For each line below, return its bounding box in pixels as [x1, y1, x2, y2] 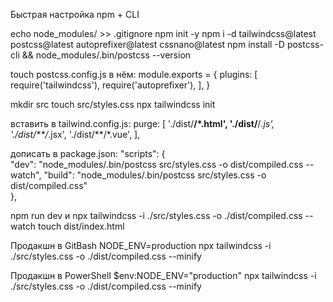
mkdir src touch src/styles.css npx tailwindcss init [10, 99, 216, 110]
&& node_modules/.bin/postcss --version [21, 49, 192, 61]
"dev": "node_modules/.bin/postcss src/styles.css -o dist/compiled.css [10, 159, 304, 170]
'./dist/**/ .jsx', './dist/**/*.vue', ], [10, 129, 141, 140]
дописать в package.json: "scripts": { [10, 148, 166, 159]
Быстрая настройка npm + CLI [10, 9, 140, 20]
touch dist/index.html [37, 220, 125, 232]
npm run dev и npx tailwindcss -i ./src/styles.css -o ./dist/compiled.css [10, 210, 303, 221]
